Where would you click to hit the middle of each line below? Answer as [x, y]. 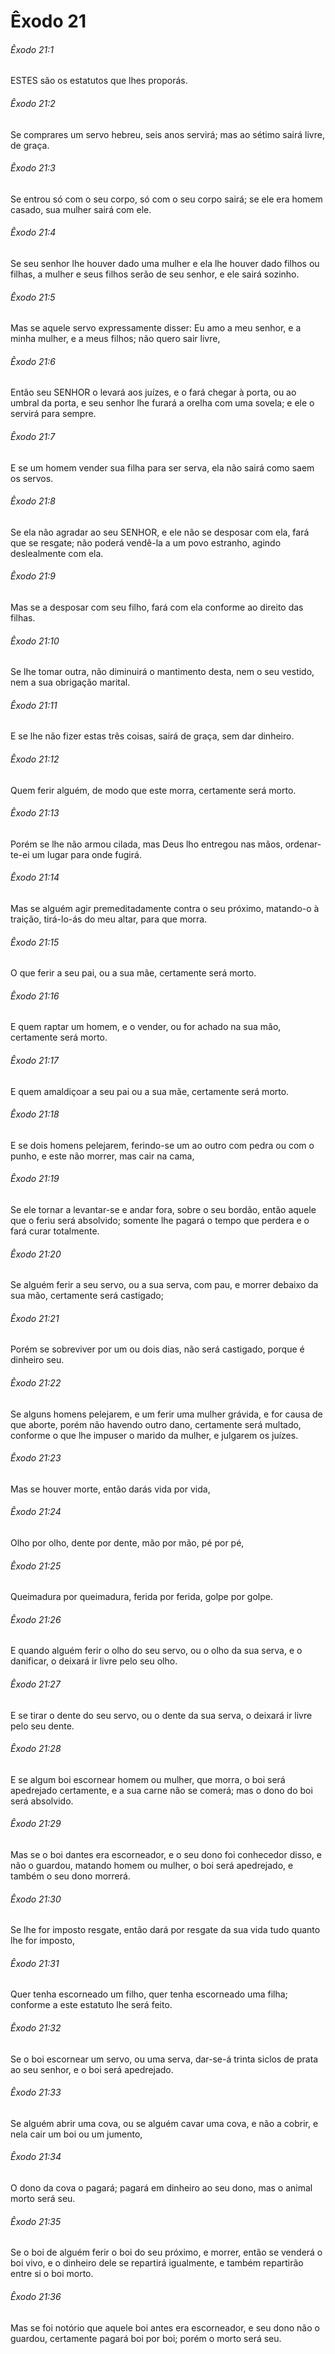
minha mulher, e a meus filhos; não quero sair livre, [115, 339]
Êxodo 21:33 [36, 2092]
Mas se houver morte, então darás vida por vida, [110, 1489]
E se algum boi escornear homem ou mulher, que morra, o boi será [148, 1779]
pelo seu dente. [42, 1726]
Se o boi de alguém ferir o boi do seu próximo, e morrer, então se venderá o [166, 2252]
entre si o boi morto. [52, 2274]
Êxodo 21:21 [35, 1318]
